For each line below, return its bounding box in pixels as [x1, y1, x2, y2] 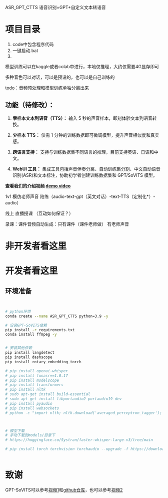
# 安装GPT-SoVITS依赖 [5, 323, 47, 328]
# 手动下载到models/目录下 [5, 433, 55, 438]
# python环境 [5, 309, 31, 314]
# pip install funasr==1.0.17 [5, 373, 68, 378]
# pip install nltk [5, 387, 46, 392]
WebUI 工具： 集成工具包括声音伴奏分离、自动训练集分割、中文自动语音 [12, 166, 161, 172]
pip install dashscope [5, 355, 52, 360]
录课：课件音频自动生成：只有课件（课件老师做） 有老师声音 [5, 221, 129, 227]
